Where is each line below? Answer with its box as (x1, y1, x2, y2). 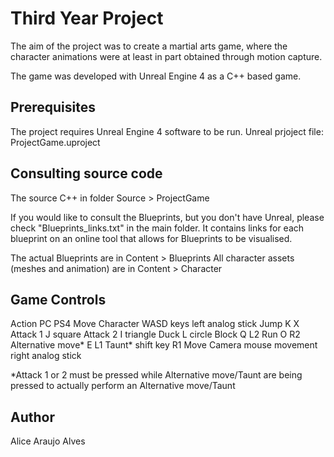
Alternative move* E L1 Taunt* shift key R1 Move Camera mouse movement (10, 339, 318, 351)
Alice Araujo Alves (10, 435, 86, 447)
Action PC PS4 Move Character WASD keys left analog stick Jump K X (10, 318, 300, 330)
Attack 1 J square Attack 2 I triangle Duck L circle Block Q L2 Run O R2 (10, 328, 301, 341)
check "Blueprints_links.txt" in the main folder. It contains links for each (10, 222, 305, 234)
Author (10, 408, 55, 426)
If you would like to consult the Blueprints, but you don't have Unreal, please (10, 211, 325, 223)
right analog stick (10, 350, 82, 362)
